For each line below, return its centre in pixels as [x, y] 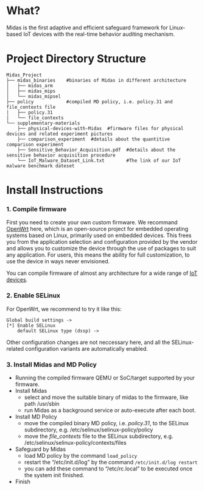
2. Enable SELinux [33, 296]
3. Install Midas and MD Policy [52, 364]
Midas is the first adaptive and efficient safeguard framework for [87, 27]
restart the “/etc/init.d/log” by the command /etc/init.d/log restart [111, 462]
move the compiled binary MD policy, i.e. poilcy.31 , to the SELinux [107, 423]
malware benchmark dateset [40, 166]
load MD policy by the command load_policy [81, 455]
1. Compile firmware [37, 209]
